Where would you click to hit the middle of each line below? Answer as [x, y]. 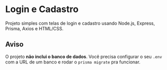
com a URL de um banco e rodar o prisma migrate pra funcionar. [73, 62]
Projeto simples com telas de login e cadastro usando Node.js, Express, [80, 23]
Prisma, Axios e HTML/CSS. [35, 28]
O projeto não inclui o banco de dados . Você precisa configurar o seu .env [84, 56]
